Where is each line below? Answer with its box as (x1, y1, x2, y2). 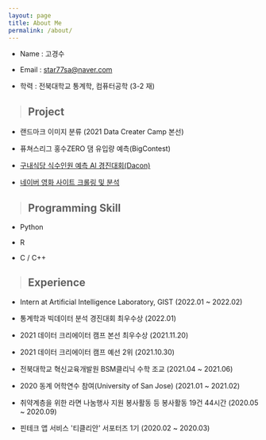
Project (27, 105, 65, 118)
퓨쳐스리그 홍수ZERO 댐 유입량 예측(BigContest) (19, 144, 171, 153)
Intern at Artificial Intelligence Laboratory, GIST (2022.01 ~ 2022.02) (19, 297, 243, 307)
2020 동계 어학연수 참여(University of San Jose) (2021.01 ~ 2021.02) (19, 380, 241, 390)
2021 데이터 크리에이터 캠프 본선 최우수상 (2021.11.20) (19, 330, 189, 340)
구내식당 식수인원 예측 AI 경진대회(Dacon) (19, 160, 151, 171)
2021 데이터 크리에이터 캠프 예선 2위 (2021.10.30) (19, 347, 175, 357)
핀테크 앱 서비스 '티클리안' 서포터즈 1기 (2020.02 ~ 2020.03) (19, 423, 210, 433)
